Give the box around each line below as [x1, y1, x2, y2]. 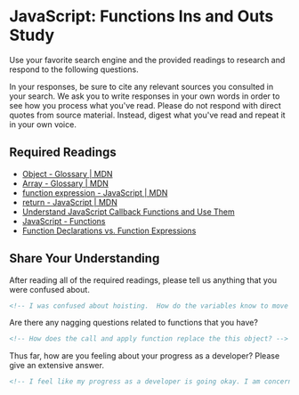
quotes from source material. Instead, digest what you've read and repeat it [9, 109, 287, 120]
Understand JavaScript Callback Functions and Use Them [21, 206, 236, 217]
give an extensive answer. [9, 360, 105, 371]
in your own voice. [9, 118, 77, 130]
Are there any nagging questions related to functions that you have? [9, 318, 258, 328]
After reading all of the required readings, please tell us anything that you [9, 274, 278, 286]
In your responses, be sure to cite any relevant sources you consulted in [9, 81, 274, 92]
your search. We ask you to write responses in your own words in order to [9, 91, 280, 101]
